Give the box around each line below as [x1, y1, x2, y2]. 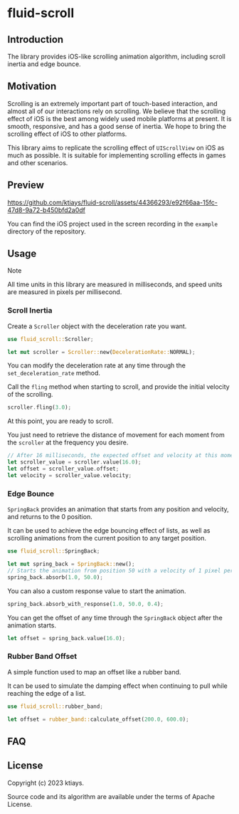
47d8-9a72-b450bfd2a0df [7, 205, 86, 214]
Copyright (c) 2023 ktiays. [7, 778, 84, 787]
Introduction [7, 33, 64, 46]
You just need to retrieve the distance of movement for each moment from [7, 431, 225, 439]
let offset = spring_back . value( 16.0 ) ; [7, 635, 126, 642]
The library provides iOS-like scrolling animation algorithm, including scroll [7, 52, 225, 61]
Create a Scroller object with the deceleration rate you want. [7, 322, 187, 330]
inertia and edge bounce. [7, 60, 81, 68]
